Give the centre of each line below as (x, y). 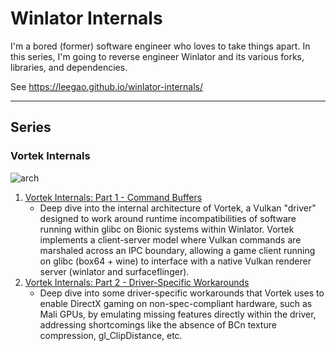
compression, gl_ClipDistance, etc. (111, 335)
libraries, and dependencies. (69, 67)
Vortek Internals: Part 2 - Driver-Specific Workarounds (137, 282)
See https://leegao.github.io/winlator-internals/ (106, 86)
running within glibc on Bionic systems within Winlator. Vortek (167, 229)
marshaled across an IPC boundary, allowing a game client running (177, 250)
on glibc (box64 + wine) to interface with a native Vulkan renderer (175, 261)
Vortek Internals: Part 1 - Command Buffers (113, 197)
